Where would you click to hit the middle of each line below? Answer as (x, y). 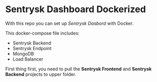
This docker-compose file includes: (43, 33)
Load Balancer (28, 59)
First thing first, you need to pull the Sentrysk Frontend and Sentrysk (78, 69)
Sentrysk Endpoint (32, 48)
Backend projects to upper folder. (41, 74)
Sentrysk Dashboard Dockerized (76, 9)
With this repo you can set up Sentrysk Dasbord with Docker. (69, 23)
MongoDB (23, 54)
